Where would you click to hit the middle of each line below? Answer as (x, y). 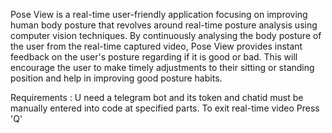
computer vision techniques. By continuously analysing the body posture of (166, 35)
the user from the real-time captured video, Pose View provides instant (156, 46)
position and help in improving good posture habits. (116, 78)
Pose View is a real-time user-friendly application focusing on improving (159, 14)
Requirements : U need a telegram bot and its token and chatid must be (157, 97)
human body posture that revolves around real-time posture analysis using (164, 25)
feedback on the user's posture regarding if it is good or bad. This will (154, 57)
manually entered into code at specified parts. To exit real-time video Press (165, 108)
